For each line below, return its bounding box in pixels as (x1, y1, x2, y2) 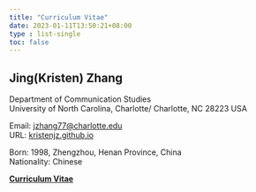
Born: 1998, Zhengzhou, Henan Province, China (9, 147, 183, 157)
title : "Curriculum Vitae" (9, 12, 109, 22)
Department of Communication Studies (9, 94, 152, 104)
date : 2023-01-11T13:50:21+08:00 (9, 21, 132, 30)
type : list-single (9, 29, 81, 38)
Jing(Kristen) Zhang (9, 70, 124, 85)
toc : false (9, 37, 49, 47)
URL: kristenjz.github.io (9, 130, 94, 141)
